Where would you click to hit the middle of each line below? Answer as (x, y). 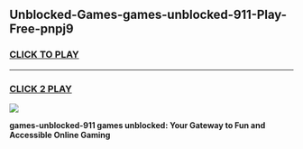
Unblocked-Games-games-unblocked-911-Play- (148, 15)
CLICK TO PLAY (44, 55)
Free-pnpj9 (41, 29)
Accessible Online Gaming (60, 135)
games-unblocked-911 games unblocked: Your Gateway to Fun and (138, 125)
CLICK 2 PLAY (41, 88)
